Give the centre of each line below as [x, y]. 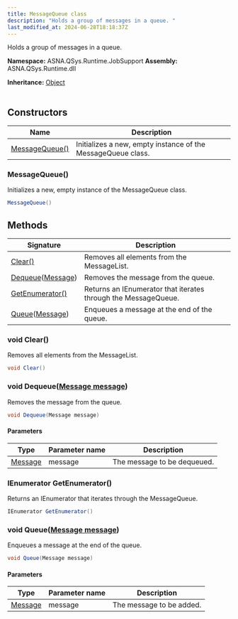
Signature [44, 245]
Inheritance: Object [36, 82]
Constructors [38, 112]
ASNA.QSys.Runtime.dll [42, 69]
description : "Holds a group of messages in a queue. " [91, 21]
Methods [28, 225]
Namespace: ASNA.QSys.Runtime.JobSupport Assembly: [93, 61]
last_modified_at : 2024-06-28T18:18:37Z [68, 27]
